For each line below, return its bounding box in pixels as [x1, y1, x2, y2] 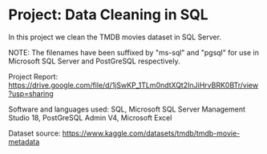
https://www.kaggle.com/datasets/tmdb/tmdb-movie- [62, 128, 241, 138]
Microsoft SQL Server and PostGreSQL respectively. [8, 56, 180, 66]
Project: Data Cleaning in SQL [8, 6, 208, 24]
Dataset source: [8, 128, 61, 138]
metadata [8, 136, 40, 146]
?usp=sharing [8, 88, 54, 98]
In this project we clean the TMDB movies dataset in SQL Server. [8, 32, 222, 42]
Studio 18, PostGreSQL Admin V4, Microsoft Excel [8, 112, 172, 122]
